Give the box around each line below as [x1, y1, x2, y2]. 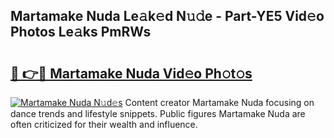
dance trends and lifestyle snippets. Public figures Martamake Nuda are [10, 108, 306, 119]
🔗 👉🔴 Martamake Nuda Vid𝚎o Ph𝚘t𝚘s [10, 65, 253, 82]
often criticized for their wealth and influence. [10, 119, 198, 130]
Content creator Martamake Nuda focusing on [124, 97, 315, 108]
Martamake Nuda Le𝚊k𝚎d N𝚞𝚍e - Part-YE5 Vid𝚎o [10, 8, 325, 25]
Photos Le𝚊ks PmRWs [10, 24, 152, 41]
